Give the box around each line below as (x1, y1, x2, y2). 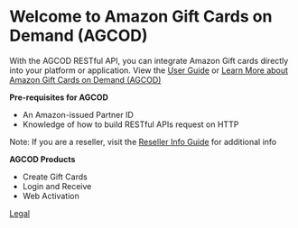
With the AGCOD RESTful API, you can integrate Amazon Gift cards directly (9, 55, 289, 66)
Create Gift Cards (22, 171, 88, 182)
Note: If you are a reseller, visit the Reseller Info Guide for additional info (9, 136, 277, 147)
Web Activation (22, 190, 79, 201)
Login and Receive (22, 180, 92, 191)
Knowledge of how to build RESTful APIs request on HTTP (22, 119, 239, 130)
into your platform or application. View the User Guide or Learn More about (9, 65, 289, 76)
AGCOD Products (9, 153, 76, 164)
